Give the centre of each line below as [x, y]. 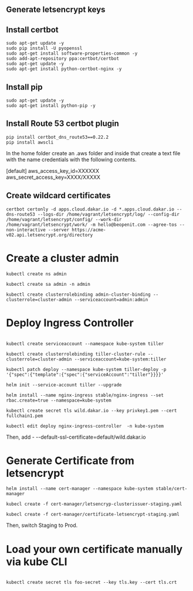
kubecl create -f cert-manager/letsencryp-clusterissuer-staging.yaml [94, 504]
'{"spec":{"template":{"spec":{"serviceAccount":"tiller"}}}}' [85, 375]
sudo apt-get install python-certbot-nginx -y [64, 69]
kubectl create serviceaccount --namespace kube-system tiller [85, 343]
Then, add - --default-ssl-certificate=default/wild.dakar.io [76, 437]
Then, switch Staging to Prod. [42, 525]
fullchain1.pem [25, 416]
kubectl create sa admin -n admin [48, 284]
